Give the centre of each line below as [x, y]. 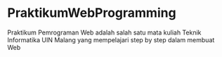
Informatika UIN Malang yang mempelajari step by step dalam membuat [111, 39]
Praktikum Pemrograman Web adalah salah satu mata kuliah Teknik [104, 32]
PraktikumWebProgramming [92, 13]
